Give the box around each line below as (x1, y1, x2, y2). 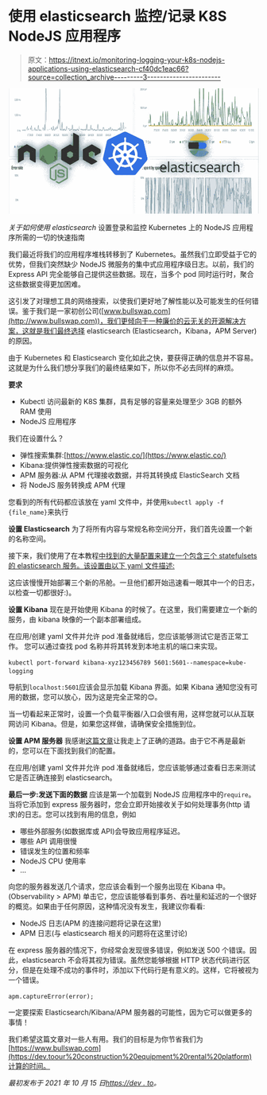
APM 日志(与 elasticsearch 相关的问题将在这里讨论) (19, 928, 188, 937)
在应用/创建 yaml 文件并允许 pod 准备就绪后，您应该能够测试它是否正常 (8, 631, 242, 641)
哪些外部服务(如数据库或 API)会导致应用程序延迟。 (19, 826, 185, 836)
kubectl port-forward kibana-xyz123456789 (8, 658, 151, 667)
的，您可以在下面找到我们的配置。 (8, 746, 120, 755)
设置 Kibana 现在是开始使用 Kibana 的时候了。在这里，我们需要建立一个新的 (8, 604, 257, 614)
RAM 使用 (19, 407, 52, 416)
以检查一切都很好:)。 (8, 587, 76, 597)
